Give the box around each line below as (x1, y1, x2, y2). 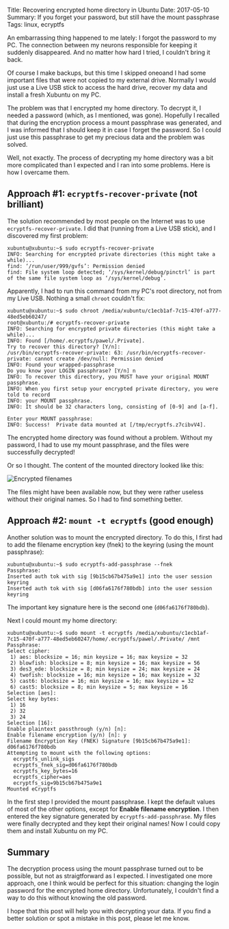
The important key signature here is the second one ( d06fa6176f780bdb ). (7, 603, 210, 611)
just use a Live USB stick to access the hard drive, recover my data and (7, 84, 208, 91)
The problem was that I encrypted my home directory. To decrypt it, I (7, 104, 202, 112)
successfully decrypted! (7, 448, 75, 456)
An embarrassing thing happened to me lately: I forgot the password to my (7, 34, 217, 42)
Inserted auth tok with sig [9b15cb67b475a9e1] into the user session (7, 572, 213, 580)
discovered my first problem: (7, 231, 88, 239)
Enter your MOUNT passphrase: (7, 415, 94, 422)
